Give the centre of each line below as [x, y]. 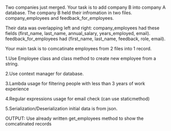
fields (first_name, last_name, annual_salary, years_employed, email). [78, 33]
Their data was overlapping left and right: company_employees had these [82, 28]
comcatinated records [29, 124]
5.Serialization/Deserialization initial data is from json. [62, 108]
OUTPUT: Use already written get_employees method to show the [75, 118]
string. [12, 64]
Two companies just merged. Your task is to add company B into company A [86, 7]
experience [17, 89]
